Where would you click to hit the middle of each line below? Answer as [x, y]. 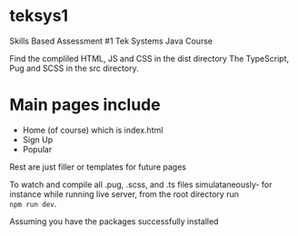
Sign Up [37, 139]
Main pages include [85, 105]
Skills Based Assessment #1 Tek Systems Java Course [111, 41]
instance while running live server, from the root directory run [124, 194]
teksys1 [39, 16]
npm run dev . [33, 203]
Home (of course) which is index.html [93, 130]
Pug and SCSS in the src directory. [74, 68]
